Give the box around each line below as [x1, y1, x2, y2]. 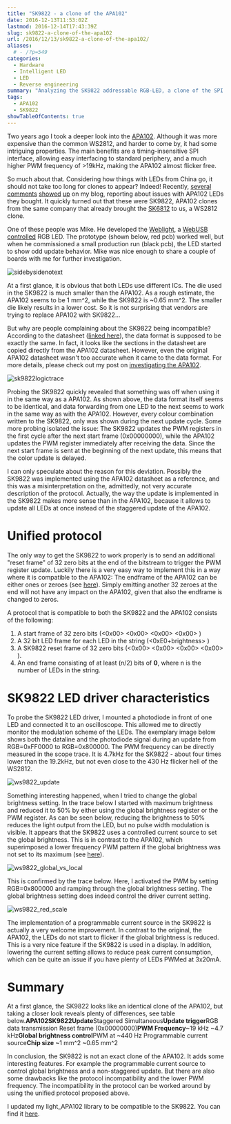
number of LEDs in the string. [17, 665, 101, 674]
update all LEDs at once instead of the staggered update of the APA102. [7, 504, 211, 512]
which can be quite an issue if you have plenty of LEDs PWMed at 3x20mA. [7, 955, 222, 964]
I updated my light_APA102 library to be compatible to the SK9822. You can [7, 1103, 221, 1111]
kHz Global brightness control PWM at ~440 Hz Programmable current [7, 1031, 208, 1040]
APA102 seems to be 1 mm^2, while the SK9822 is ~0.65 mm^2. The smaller [7, 295, 222, 304]
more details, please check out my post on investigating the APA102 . [7, 360, 202, 369]
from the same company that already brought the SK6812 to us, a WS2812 [7, 204, 218, 212]
